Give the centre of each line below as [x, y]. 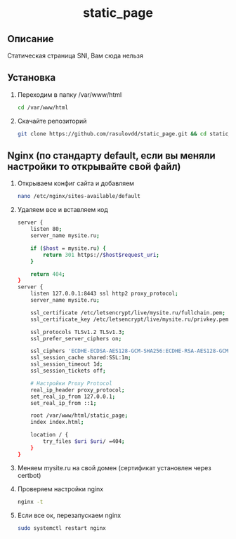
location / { [50, 435]
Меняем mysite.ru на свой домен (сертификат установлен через [114, 467]
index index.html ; [57, 422]
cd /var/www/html [43, 107]
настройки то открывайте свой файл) [94, 166]
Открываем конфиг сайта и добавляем [76, 183]
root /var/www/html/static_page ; [79, 415]
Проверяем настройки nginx [60, 488]
